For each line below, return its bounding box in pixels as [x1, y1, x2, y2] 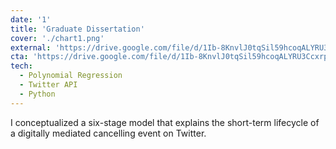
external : [10, 42, 52, 53]
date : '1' [10, 14, 52, 25]
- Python [19, 89, 56, 99]
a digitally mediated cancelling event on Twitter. [10, 127, 207, 139]
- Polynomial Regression [19, 71, 123, 81]
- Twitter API [19, 80, 78, 90]
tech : [10, 61, 33, 71]
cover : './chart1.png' [10, 33, 105, 43]
